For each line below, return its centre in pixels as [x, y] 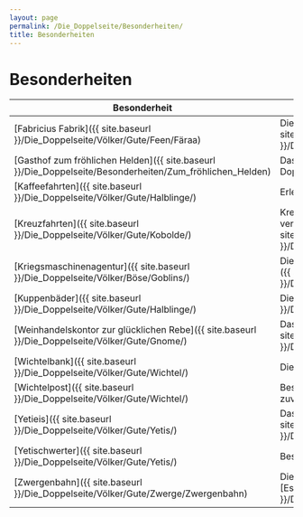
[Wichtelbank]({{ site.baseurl [75, 362]
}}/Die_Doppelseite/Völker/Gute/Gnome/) [101, 342]
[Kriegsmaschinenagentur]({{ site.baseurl [102, 267]
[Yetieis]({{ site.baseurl [63, 419]
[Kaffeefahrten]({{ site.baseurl [78, 186]
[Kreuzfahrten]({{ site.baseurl [77, 224]
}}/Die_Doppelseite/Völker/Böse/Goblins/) [102, 278]
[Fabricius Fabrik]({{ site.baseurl [83, 129]
